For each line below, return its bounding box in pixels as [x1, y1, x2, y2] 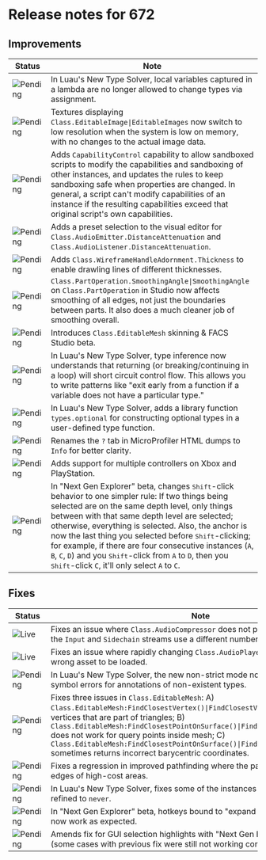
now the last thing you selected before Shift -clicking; [50, 531, 251, 541]
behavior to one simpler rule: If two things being [50, 491, 229, 501]
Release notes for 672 [8, 6, 155, 24]
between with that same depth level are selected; [50, 511, 234, 521]
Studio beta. [50, 337, 97, 348]
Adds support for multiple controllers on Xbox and [50, 458, 237, 469]
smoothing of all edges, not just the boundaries [50, 295, 226, 306]
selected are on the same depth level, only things [50, 500, 234, 512]
